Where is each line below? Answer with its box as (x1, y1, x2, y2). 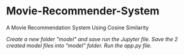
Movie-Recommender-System (6, 4, 160, 18)
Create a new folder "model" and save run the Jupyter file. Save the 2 (6, 35, 178, 42)
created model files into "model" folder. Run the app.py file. (6, 42, 152, 49)
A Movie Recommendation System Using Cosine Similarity (6, 24, 149, 31)
